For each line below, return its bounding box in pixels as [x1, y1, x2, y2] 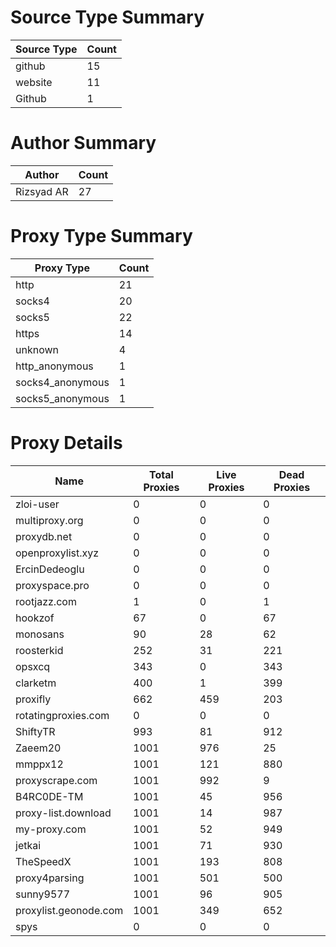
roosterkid [15, 643, 64, 657]
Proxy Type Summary [10, 225, 193, 248]
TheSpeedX [15, 854, 72, 868]
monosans [15, 627, 65, 641]
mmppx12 [15, 757, 64, 771]
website [15, 75, 53, 89]
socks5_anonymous [15, 391, 110, 405]
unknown [15, 342, 59, 356]
